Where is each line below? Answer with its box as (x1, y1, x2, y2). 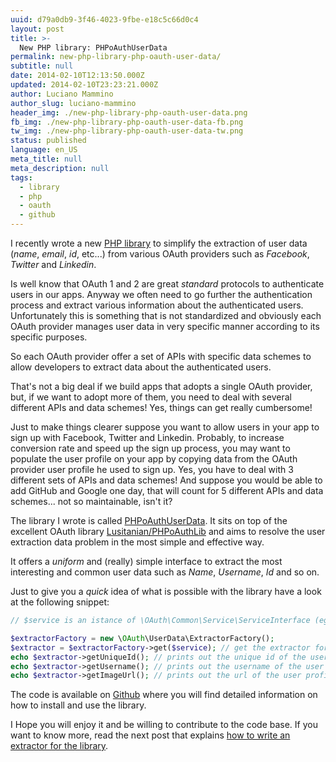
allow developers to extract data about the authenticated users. (10, 361, 272, 373)
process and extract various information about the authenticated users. (10, 299, 304, 311)
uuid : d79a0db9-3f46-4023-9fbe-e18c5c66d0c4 (10, 14, 199, 25)
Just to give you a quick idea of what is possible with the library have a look (10, 586, 322, 597)
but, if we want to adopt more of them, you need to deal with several (10, 391, 292, 403)
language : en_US (10, 145, 78, 155)
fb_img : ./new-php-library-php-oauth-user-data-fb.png (10, 117, 244, 127)
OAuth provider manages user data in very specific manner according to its (10, 321, 320, 332)
